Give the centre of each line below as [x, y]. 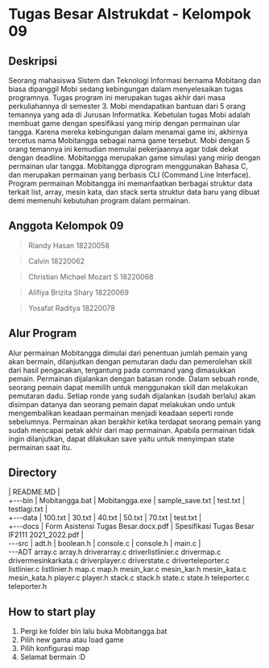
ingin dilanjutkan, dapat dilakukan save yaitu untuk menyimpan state [122, 439]
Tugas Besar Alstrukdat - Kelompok [130, 14]
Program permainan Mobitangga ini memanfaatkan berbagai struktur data [130, 183]
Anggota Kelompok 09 [66, 226]
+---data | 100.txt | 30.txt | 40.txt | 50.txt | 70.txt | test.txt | [105, 518]
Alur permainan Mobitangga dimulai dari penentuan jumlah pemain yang [128, 353]
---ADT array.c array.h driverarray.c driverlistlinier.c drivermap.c [115, 552]
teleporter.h [27, 586]
